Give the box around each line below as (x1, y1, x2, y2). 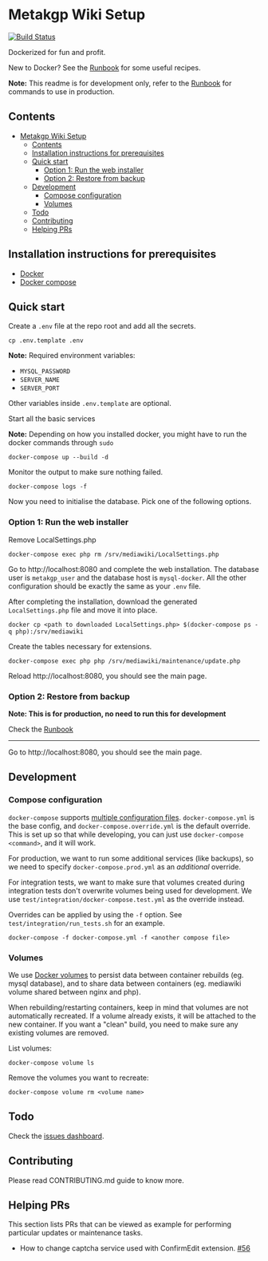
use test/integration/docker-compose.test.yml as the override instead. (8, 894, 245, 904)
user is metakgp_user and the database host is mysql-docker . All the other (8, 573, 247, 582)
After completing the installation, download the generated (8, 597, 198, 606)
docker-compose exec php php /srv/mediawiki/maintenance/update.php (8, 656, 241, 665)
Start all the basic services (8, 414, 96, 424)
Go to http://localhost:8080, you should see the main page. (8, 747, 203, 757)
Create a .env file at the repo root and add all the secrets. (8, 321, 196, 331)
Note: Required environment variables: (8, 351, 136, 361)
